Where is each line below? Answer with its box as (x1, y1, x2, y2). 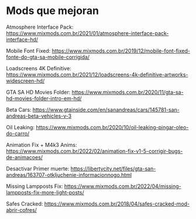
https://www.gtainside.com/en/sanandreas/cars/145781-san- (32, 106, 180, 113)
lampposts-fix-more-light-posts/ (6, 189, 84, 196)
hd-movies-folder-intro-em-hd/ (6, 95, 82, 102)
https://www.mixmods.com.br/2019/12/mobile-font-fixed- (51, 47, 190, 54)
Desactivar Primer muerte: (6, 165, 70, 172)
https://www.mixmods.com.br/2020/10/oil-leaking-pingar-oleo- (36, 124, 189, 131)
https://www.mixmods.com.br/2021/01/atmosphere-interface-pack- (6, 29, 169, 36)
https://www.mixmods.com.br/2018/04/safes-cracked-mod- (44, 200, 190, 207)
